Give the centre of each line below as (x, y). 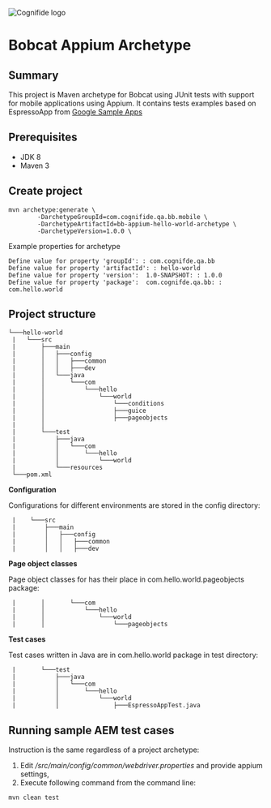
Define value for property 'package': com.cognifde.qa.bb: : (115, 282)
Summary (34, 75)
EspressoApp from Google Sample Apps (76, 112)
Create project (45, 191)
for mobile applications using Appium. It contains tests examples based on (132, 103)
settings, (35, 774)
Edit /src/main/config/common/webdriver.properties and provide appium (141, 766)
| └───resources (57, 468)
